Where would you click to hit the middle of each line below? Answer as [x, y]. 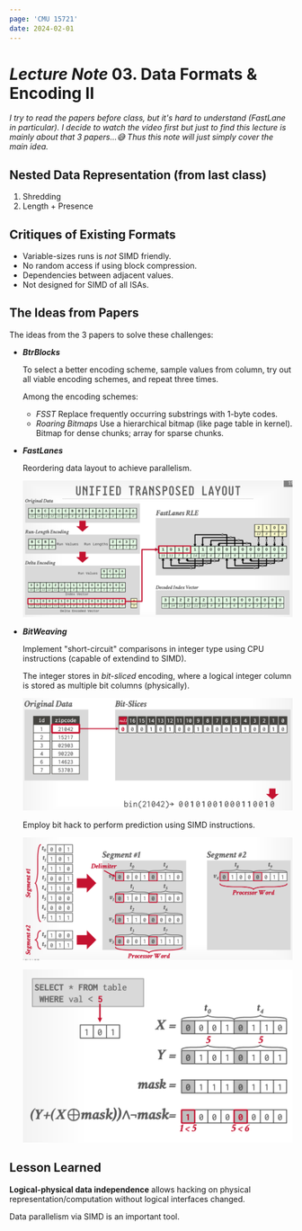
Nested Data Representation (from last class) [138, 175]
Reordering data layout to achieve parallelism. [107, 468]
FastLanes [43, 450]
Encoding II [52, 93]
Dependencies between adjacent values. [98, 275]
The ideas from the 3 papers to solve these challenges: [111, 335]
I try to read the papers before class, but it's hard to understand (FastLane [147, 118]
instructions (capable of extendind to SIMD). [104, 658]
